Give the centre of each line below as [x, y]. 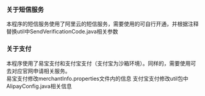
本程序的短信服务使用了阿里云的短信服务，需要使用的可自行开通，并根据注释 [103, 24]
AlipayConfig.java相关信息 [39, 86]
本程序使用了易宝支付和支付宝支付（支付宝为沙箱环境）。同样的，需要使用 [99, 63]
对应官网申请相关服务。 [41, 70]
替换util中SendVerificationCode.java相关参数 [62, 32]
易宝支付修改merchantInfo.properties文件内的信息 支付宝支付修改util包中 [98, 78]
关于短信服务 [25, 9]
